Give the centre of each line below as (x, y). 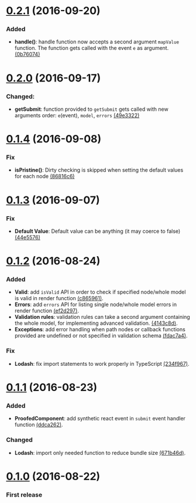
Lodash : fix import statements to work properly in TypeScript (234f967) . (102, 363)
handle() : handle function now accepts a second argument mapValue (97, 42)
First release (24, 495)
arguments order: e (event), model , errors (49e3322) (77, 115)
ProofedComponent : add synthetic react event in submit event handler (100, 419)
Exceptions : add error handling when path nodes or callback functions (100, 329)
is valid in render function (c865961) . (59, 298)
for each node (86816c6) (44, 176)
